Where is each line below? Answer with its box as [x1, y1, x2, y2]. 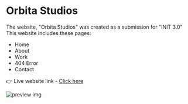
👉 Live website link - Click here [6, 77, 84, 84]
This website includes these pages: [6, 29, 91, 36]
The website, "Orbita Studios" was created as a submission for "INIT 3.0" [6, 23, 183, 30]
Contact [14, 65, 34, 72]
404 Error [14, 60, 39, 67]
